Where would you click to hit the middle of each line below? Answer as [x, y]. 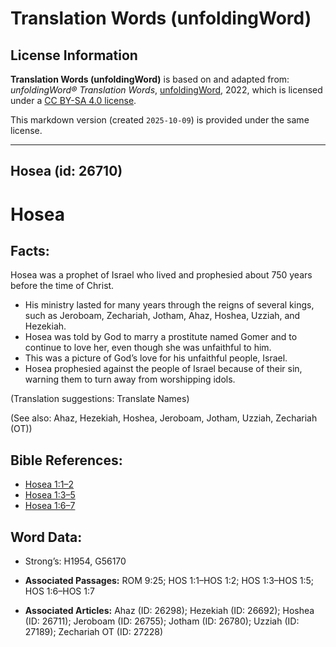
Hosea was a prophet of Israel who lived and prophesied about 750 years [161, 275]
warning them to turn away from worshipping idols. [130, 379]
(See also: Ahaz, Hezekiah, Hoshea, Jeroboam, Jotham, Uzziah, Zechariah [164, 418]
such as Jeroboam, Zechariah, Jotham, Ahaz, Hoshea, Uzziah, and [162, 316]
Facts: [30, 250]
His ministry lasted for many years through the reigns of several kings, [169, 305]
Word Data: [46, 537]
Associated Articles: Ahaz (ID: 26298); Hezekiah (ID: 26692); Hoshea [169, 611]
